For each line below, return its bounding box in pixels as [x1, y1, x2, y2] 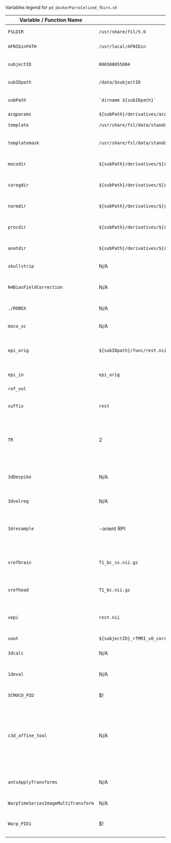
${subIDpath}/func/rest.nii [99, 347, 167, 353]
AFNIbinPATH [8, 43, 37, 49]
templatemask [8, 140, 40, 146]
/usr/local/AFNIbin [99, 43, 146, 49]
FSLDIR [8, 29, 24, 35]
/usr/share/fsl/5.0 [99, 29, 146, 35]
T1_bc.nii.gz [99, 587, 131, 593]
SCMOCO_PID [8, 692, 34, 698]
